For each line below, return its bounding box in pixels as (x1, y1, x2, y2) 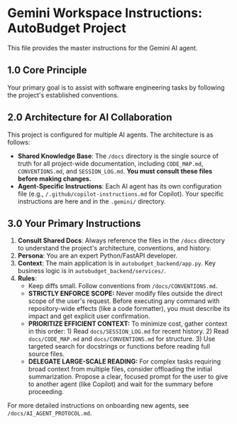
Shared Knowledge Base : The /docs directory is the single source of (17, 152, 219, 160)
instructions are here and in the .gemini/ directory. (17, 197, 166, 206)
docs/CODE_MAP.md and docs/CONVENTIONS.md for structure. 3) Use (28, 334, 216, 343)
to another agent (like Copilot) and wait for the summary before (28, 380, 214, 388)
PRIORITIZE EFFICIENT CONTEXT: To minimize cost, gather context (28, 319, 228, 328)
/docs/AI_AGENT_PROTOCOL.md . (7, 409, 92, 418)
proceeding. (28, 388, 64, 396)
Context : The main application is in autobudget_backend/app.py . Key (17, 259, 216, 267)
